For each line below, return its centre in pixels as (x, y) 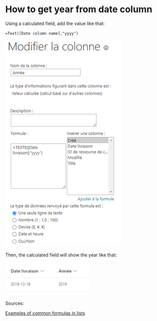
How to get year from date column (79, 9)
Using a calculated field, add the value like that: (55, 23)
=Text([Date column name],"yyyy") (42, 33)
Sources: (15, 303)
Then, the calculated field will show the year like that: (61, 255)
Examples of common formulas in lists (45, 313)
